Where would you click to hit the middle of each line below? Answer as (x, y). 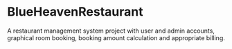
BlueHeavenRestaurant (75, 12)
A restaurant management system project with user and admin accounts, (111, 31)
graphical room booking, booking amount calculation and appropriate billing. (116, 37)
